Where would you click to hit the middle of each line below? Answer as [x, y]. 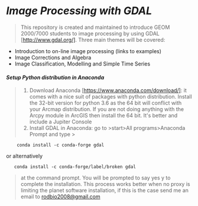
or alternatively [25, 156]
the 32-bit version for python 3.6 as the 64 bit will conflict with [106, 103]
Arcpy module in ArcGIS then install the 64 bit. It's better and [103, 116]
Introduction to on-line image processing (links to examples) [88, 51]
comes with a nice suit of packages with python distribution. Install [111, 97]
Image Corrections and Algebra [53, 57]
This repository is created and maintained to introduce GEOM [95, 27]
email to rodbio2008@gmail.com [60, 197]
